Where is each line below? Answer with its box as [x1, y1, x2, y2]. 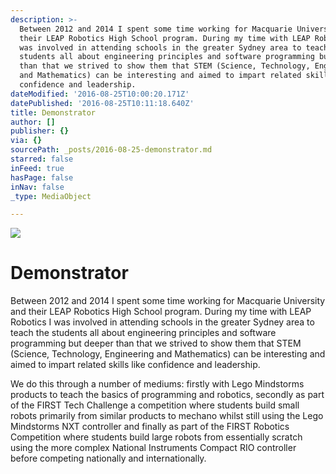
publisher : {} [10, 126, 70, 136]
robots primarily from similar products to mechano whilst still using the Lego [10, 410, 324, 422]
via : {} [10, 136, 43, 146]
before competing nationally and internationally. [10, 452, 207, 465]
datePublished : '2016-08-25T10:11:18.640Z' [10, 98, 195, 108]
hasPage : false [10, 172, 74, 183]
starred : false [10, 154, 74, 164]
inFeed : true [10, 163, 65, 173]
